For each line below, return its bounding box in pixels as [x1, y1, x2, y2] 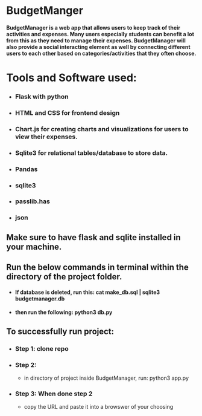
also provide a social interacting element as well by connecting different [6, 43, 191, 50]
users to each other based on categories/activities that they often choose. [6, 50, 197, 57]
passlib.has [14, 197, 50, 206]
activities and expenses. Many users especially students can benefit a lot [6, 30, 195, 37]
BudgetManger [6, 4, 83, 18]
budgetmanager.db [14, 294, 65, 302]
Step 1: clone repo [14, 344, 69, 353]
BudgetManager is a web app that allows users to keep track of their [6, 24, 181, 31]
